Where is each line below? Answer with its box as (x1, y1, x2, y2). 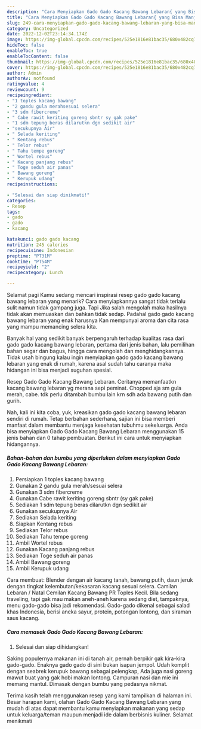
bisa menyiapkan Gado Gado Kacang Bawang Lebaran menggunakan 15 (7, 428, 184, 435)
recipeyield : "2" (7, 264, 50, 270)
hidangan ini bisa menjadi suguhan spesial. (7, 366, 113, 373)
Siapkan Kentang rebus (15, 520, 73, 527)
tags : (7, 209, 20, 215)
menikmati (7, 717, 32, 724)
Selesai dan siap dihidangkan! (15, 643, 89, 650)
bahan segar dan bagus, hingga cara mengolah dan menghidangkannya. (7, 348, 185, 354)
